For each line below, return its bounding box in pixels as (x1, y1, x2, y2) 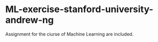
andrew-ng (5, 14, 54, 26)
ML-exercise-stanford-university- (5, 4, 154, 15)
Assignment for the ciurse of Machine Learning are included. (5, 31, 134, 37)
